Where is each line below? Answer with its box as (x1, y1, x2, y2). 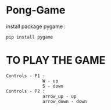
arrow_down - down (42, 98, 87, 104)
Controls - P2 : (6, 88, 45, 94)
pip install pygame (6, 34, 53, 40)
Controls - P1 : (6, 73, 45, 79)
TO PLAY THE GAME (6, 54, 106, 67)
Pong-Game (6, 4, 66, 17)
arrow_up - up (42, 93, 77, 99)
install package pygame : (6, 23, 66, 30)
